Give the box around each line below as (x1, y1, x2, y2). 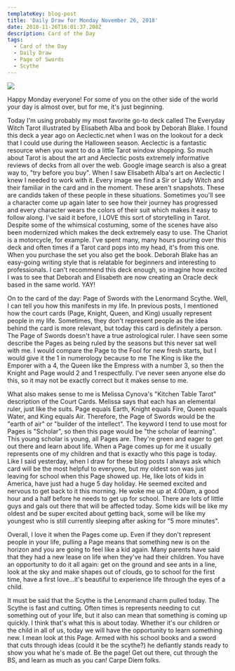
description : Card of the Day (7, 30, 96, 37)
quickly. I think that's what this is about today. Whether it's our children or (7, 618, 220, 627)
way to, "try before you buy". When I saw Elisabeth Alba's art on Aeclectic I (7, 168, 224, 176)
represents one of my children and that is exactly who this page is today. (7, 449, 217, 457)
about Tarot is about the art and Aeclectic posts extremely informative (7, 153, 210, 162)
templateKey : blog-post (7, 10, 77, 18)
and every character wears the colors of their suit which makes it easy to (7, 205, 218, 214)
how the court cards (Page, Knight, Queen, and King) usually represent (7, 308, 213, 317)
